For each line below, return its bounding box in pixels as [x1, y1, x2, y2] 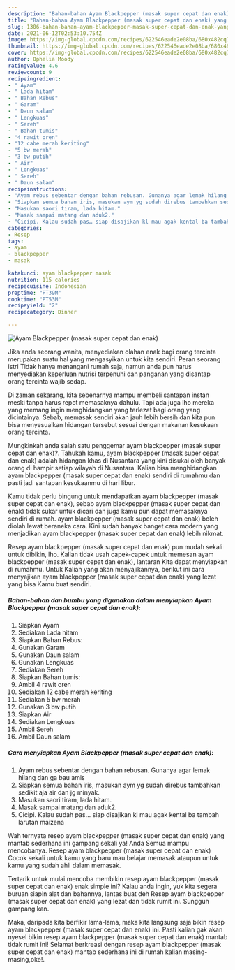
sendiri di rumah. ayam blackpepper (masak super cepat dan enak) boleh [8, 514, 219, 523]
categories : [8, 224, 43, 231]
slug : [8, 23, 24, 30]
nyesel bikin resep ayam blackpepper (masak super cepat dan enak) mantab [8, 932, 228, 941]
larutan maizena [17, 818, 65, 826]
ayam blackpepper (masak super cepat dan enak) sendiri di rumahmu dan [8, 471, 220, 479]
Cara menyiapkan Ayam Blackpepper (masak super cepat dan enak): [8, 748, 214, 757]
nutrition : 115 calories [8, 276, 80, 283]
